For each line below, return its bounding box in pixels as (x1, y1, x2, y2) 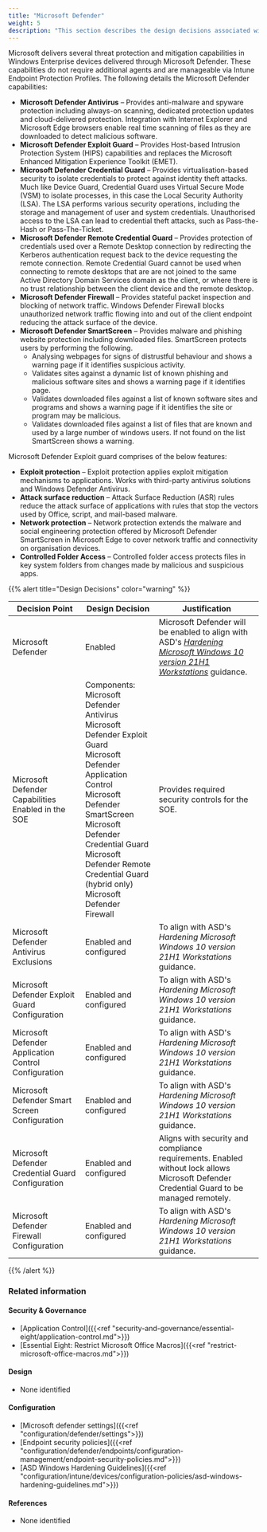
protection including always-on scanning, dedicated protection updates (19, 106, 254, 116)
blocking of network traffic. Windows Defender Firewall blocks (19, 301, 225, 311)
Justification (182, 603, 232, 615)
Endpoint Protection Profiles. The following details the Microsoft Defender (8, 73, 250, 84)
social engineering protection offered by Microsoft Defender (19, 527, 217, 536)
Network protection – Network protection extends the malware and (19, 518, 242, 528)
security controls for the (158, 794, 249, 805)
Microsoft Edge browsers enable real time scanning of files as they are (19, 123, 252, 132)
